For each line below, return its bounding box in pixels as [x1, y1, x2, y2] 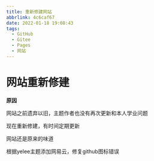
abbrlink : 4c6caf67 [6, 14, 55, 20]
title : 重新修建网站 [6, 8, 52, 15]
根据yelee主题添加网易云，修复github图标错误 [6, 148, 120, 155]
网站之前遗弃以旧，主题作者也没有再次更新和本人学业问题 [6, 109, 148, 117]
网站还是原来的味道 [6, 135, 54, 142]
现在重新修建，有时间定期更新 [6, 122, 80, 129]
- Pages [11, 43, 31, 49]
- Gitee [11, 37, 31, 43]
